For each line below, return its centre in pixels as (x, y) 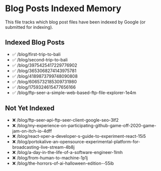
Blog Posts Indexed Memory (63, 9)
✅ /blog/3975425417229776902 (45, 65)
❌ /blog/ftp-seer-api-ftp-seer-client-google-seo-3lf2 (65, 120)
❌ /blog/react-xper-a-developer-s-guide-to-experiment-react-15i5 (79, 136)
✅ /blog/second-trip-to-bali (40, 59)
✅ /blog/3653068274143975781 (44, 71)
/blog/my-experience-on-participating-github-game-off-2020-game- (87, 125)
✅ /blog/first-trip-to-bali (36, 54)
